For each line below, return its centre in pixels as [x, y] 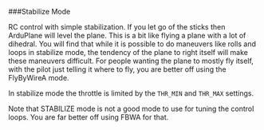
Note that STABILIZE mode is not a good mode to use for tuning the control [131, 108]
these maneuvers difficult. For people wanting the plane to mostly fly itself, [131, 61]
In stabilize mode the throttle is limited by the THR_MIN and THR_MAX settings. [131, 93]
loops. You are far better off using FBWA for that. [89, 117]
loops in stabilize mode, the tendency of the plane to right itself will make [128, 52]
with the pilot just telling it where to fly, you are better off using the [117, 69]
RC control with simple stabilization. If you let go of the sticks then [117, 27]
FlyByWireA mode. [39, 78]
